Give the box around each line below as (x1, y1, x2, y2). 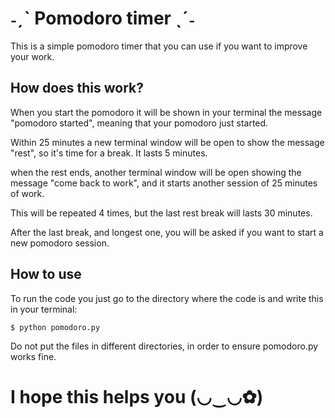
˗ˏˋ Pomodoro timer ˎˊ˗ (10, 7, 196, 30)
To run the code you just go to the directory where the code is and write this (10, 292, 324, 304)
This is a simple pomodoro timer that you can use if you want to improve (10, 40, 308, 52)
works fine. (10, 350, 57, 362)
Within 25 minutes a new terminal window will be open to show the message (10, 136, 325, 148)
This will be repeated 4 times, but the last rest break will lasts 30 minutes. (10, 207, 313, 219)
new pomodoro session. (10, 237, 110, 249)
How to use (10, 266, 82, 283)
